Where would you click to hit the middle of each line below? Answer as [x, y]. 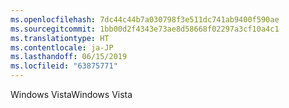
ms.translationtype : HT [60, 38]
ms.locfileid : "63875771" [64, 66]
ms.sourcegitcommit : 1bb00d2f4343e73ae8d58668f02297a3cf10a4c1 [145, 29]
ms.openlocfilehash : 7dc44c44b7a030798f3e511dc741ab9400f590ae [145, 19]
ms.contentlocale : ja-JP [62, 47]
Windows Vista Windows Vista [71, 94]
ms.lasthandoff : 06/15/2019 [69, 57]
